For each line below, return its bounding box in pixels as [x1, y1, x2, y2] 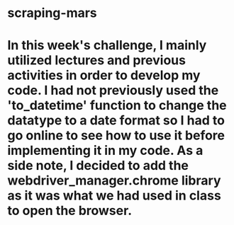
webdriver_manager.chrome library [7, 173, 221, 189]
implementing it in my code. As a [7, 143, 204, 158]
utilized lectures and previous [7, 52, 186, 69]
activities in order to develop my [7, 67, 201, 83]
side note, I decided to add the [7, 158, 189, 174]
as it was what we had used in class [7, 187, 221, 204]
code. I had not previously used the [7, 83, 219, 98]
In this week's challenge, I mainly [7, 37, 207, 54]
